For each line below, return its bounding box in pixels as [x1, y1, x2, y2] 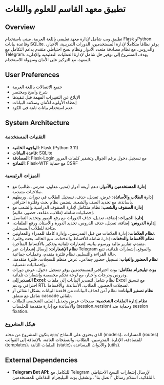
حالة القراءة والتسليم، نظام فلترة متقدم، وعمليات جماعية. [12, 251, 117, 257]
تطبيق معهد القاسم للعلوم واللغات [5, 3, 126, 15]
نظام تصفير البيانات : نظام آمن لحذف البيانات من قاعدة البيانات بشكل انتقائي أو [12, 287, 154, 293]
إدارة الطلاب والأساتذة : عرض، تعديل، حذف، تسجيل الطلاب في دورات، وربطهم [12, 194, 153, 200]
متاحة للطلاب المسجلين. [12, 225, 57, 231]
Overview [5, 23, 36, 31]
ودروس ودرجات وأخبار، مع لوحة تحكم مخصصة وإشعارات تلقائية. [12, 272, 128, 277]
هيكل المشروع [5, 320, 36, 327]
